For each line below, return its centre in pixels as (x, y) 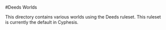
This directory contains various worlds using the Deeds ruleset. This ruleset (83, 17)
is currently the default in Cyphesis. (42, 22)
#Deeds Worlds (21, 7)
